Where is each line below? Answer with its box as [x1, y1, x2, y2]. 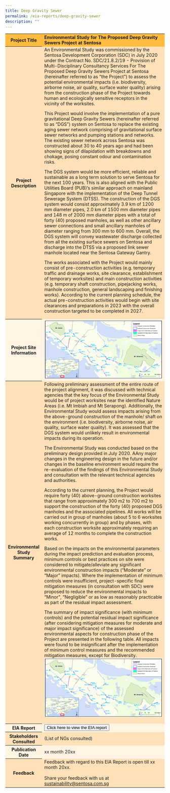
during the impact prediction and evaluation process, [44, 551, 154, 557]
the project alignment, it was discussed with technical [44, 387, 156, 393]
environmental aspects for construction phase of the [44, 631, 153, 637]
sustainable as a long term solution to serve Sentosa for [44, 174, 160, 180]
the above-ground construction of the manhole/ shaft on [44, 413, 162, 420]
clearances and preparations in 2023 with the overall [44, 302, 154, 309]
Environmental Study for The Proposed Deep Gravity [44, 35, 158, 41]
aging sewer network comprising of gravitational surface [44, 127, 162, 133]
